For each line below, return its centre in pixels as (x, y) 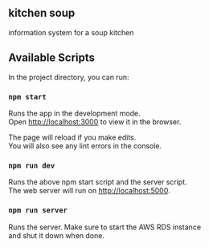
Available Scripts (51, 58)
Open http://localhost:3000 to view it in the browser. (95, 121)
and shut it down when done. (56, 235)
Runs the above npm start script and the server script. (98, 182)
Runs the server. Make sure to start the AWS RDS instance (105, 227)
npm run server (38, 211)
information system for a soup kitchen (71, 32)
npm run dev (32, 165)
